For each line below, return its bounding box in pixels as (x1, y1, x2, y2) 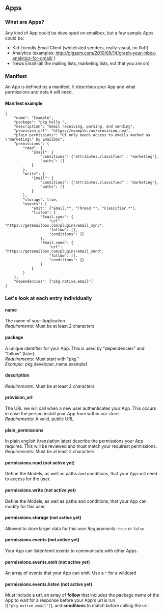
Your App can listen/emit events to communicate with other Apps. (5, 548, 138, 553)
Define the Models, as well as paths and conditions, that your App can (5, 498, 147, 504)
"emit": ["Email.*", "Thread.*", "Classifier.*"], (31, 206, 137, 211)
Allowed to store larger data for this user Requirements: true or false (5, 525, 145, 531)
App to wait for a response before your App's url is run (5, 597, 115, 603)
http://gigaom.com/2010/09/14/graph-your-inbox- (55, 50, 157, 56)
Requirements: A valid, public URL (5, 416, 74, 422)
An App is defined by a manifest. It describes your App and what (5, 84, 136, 90)
